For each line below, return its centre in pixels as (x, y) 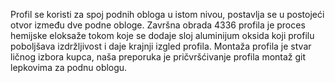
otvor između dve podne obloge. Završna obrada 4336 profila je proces (158, 25)
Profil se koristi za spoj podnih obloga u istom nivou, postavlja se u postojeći (167, 14)
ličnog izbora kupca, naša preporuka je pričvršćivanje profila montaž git (158, 57)
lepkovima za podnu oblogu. (69, 67)
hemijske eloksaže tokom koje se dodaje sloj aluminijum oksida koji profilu (162, 35)
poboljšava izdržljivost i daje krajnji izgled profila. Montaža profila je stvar (161, 46)
